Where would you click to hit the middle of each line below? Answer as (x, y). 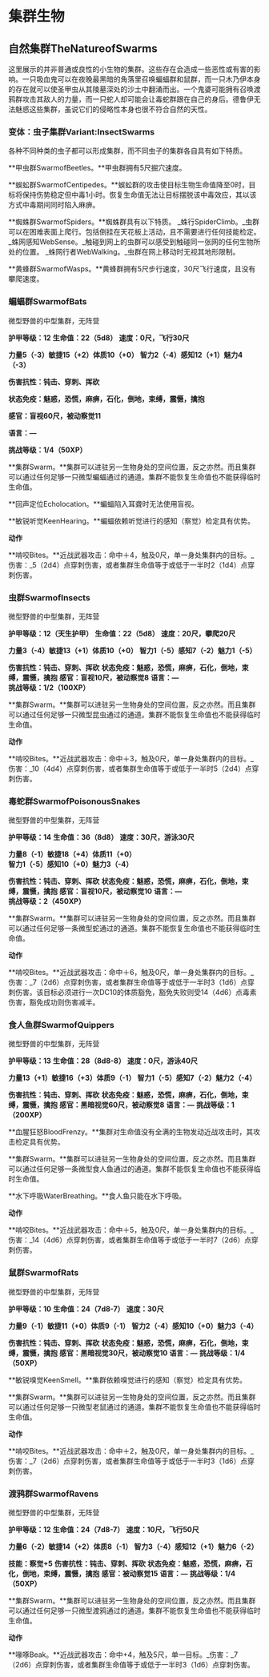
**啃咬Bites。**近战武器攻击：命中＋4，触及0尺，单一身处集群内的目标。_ (131, 555)
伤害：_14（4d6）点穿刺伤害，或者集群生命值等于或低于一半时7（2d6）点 (130, 1240)
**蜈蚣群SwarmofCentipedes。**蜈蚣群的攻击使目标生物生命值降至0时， (129, 185)
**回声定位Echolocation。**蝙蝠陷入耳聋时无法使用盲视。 (103, 504)
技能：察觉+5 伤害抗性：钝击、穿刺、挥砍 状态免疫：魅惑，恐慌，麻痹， (127, 1564)
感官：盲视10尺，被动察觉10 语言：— (120, 891)
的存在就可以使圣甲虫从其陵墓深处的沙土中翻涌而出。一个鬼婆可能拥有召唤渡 (134, 89)
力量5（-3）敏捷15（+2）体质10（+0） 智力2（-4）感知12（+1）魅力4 (126, 355)
